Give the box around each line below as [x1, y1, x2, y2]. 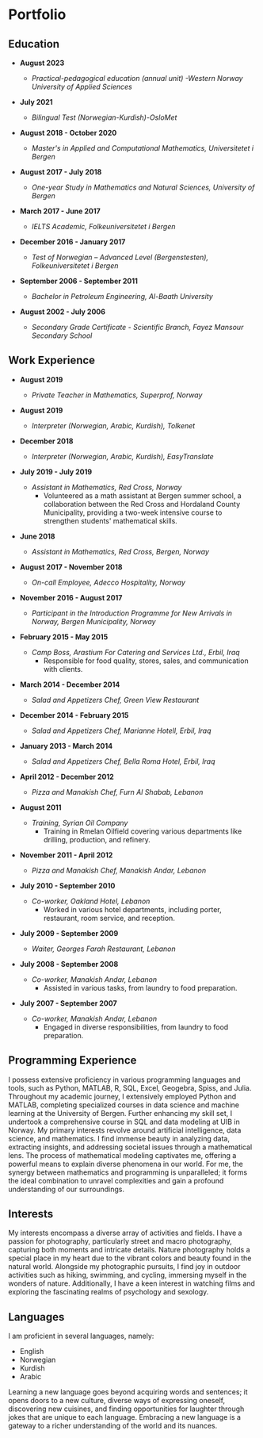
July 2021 [19, 98, 53, 106]
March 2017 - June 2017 [19, 206, 101, 216]
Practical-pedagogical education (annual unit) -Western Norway [31, 74, 243, 82]
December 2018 [19, 436, 74, 446]
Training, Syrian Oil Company [31, 818, 128, 827]
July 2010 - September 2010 [19, 880, 116, 890]
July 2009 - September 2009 [19, 928, 119, 938]
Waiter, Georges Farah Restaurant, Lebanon [31, 944, 176, 953]
